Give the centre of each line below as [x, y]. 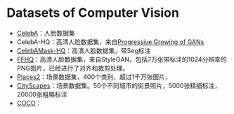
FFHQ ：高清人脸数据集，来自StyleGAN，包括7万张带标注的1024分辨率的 [122, 59]
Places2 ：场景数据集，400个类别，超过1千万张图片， [94, 77]
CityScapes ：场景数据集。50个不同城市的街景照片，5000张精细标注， [119, 85]
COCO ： [29, 103]
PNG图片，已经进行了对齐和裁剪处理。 [73, 68]
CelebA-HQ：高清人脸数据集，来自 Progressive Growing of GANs [110, 42]
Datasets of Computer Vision [93, 13]
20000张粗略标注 [42, 94]
